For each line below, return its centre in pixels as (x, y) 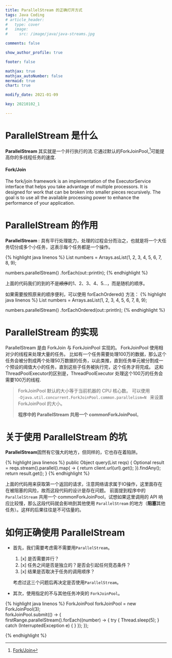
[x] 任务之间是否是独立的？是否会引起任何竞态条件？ (76, 565)
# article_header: (25, 20)
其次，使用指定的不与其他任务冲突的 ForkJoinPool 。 (68, 593)
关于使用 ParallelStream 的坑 (66, 437)
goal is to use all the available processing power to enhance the (72, 197)
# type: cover (23, 24)
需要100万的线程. (23, 380)
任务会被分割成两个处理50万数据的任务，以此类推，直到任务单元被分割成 (82, 360)
